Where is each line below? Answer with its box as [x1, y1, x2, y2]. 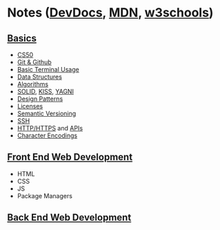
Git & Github [17, 58, 52, 66]
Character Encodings [17, 131, 78, 140]
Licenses [17, 102, 43, 110]
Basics [7, 32, 37, 44]
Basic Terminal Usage [17, 66, 79, 73]
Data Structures [17, 73, 62, 81]
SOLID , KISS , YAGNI [17, 88, 74, 95]
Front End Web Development [7, 151, 133, 163]
